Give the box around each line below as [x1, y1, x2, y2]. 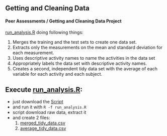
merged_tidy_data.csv [20, 120, 65, 126]
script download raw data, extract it [12, 109, 87, 115]
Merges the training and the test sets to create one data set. [12, 39, 137, 45]
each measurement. [12, 50, 54, 56]
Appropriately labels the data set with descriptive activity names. [12, 60, 147, 66]
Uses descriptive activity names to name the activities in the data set [12, 55, 155, 61]
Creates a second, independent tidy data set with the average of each [12, 65, 157, 72]
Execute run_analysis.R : [5, 85, 83, 94]
